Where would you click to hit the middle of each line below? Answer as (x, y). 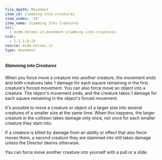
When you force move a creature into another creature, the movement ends (81, 78)
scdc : (10, 37)
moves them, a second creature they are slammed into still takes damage (78, 138)
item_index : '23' (23, 18)
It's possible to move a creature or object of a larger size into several (73, 108)
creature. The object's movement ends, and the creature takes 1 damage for (81, 93)
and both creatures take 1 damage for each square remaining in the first (77, 83)
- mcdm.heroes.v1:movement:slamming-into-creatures (63, 32)
